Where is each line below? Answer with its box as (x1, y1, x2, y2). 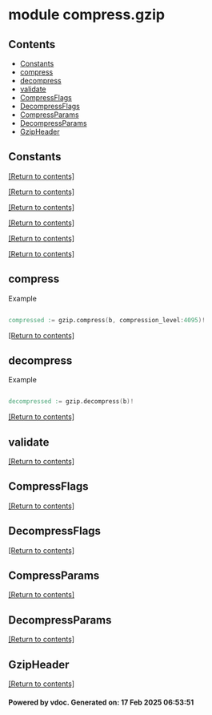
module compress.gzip (8, 6, 166, 24)
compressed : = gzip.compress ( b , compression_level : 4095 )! (8, 316, 206, 324)
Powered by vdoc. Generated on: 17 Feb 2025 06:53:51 (8, 697, 194, 707)
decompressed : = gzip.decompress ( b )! (8, 398, 134, 406)
